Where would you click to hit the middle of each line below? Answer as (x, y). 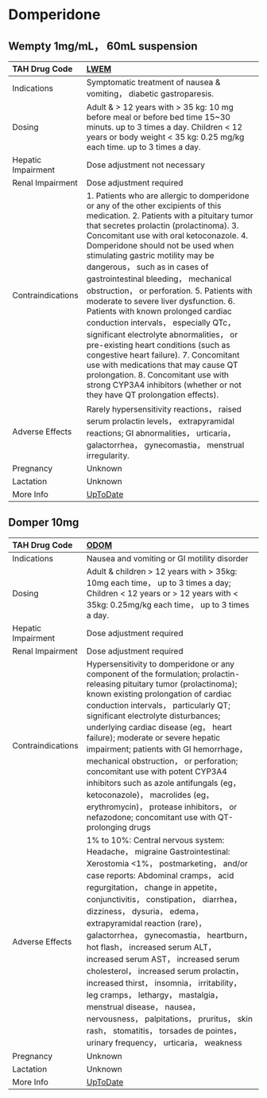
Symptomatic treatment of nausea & (153, 82)
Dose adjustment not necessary (145, 165)
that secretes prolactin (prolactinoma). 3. (163, 226)
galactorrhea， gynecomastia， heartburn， (169, 935)
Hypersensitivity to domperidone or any (161, 664)
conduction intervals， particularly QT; (158, 705)
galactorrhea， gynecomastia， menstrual (165, 445)
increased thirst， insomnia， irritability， (164, 983)
